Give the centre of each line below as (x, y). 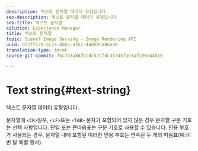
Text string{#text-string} (69, 90)
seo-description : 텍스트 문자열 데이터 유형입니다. (63, 17)
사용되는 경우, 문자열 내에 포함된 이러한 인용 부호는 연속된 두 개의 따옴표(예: (99, 134)
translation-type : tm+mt (37, 50)
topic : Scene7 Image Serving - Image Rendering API (71, 39)
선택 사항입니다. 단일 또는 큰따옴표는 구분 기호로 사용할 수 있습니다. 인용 (95, 127)
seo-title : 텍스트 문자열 (34, 23)
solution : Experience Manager (44, 28)
